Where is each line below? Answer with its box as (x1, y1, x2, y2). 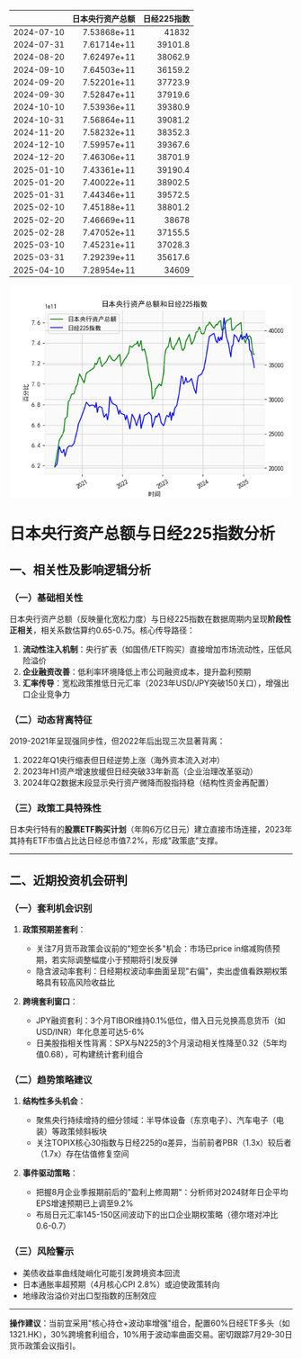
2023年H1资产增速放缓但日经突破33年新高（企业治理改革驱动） (22, 766, 258, 777)
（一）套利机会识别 (9, 902, 93, 914)
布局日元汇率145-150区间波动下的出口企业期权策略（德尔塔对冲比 (35, 1210, 279, 1220)
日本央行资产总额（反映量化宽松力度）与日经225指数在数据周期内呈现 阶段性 (9, 613, 292, 624)
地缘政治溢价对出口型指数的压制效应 (22, 1290, 157, 1300)
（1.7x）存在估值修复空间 (35, 1148, 129, 1159)
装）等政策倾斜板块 (35, 1126, 108, 1137)
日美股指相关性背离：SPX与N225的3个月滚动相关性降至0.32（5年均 (35, 1038, 288, 1048)
